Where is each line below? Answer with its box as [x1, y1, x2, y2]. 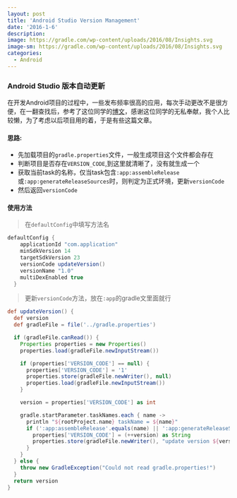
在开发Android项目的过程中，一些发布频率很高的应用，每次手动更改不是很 [7, 98, 222, 107]
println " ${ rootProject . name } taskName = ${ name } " [25, 418, 178, 425]
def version [13, 315, 49, 322]
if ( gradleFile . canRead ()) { [13, 334, 99, 341]
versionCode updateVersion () [20, 261, 106, 268]
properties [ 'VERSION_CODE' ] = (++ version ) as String [32, 432, 191, 439]
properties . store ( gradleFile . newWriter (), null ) [25, 373, 172, 380]
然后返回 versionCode [17, 186, 78, 194]
